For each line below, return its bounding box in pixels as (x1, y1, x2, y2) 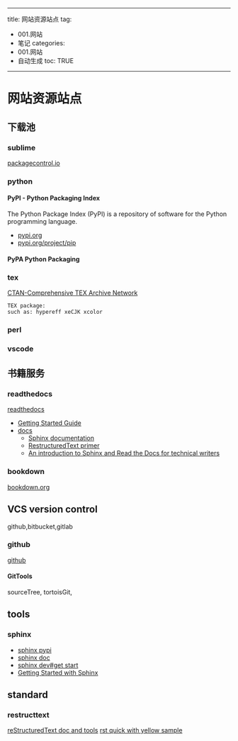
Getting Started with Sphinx (17, 668, 98, 677)
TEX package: (7, 302, 46, 309)
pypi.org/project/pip (17, 239, 76, 247)
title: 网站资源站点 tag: (7, 15, 72, 23)
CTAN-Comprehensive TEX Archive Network (7, 288, 138, 297)
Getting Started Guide (17, 419, 81, 427)
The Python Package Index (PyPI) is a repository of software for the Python (7, 210, 227, 218)
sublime (7, 142, 36, 152)
